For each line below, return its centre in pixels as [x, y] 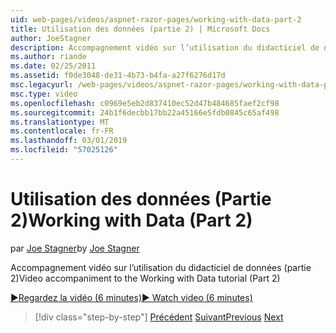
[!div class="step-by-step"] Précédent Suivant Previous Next [159, 317]
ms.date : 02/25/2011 [53, 66]
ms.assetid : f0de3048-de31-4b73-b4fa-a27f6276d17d [118, 76]
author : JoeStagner [51, 38]
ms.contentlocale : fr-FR [62, 131]
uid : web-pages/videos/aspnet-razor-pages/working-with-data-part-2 [156, 19]
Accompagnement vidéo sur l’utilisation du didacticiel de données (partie [161, 267]
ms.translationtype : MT [60, 122]
